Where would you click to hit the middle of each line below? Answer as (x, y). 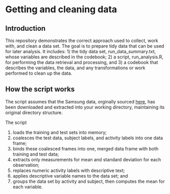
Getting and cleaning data (61, 9)
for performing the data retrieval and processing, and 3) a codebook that (82, 62)
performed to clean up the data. (39, 73)
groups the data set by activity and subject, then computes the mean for (89, 181)
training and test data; (36, 154)
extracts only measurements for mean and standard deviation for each (87, 159)
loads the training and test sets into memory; (60, 132)
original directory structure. (34, 112)
